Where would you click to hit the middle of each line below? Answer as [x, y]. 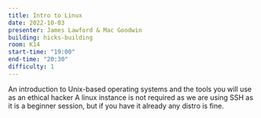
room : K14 [24, 45]
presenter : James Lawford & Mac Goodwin [75, 30]
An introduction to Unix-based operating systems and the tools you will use [130, 89]
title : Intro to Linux [45, 15]
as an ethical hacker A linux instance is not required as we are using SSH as [131, 97]
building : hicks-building [50, 37]
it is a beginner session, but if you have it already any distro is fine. [116, 105]
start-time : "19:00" [42, 52]
